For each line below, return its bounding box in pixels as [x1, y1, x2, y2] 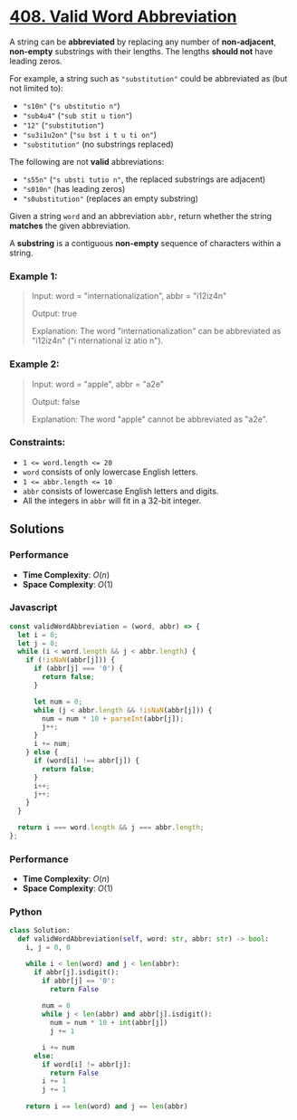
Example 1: [9, 270, 58, 282]
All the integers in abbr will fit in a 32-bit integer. [22, 495, 202, 506]
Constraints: [9, 436, 66, 449]
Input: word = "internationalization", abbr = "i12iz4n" [31, 291, 227, 302]
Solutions [9, 522, 65, 537]
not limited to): [9, 82, 63, 93]
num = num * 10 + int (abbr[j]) [49, 1019, 168, 1028]
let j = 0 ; [17, 638, 59, 648]
